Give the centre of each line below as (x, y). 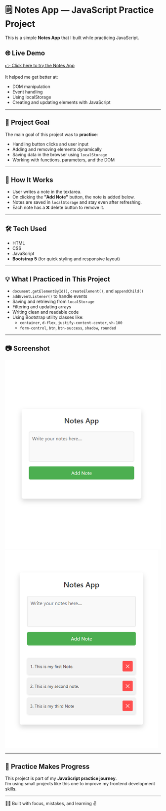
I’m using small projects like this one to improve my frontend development (80, 784)
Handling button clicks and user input (50, 144)
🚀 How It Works (29, 180)
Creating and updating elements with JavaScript (61, 102)
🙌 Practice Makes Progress (47, 766)
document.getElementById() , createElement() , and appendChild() (78, 291)
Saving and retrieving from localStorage (53, 301)
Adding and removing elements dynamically (57, 149)
